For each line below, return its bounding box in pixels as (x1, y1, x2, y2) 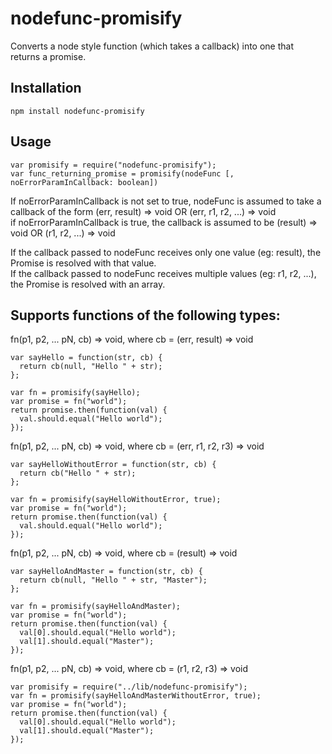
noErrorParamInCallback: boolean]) (10, 177, 159, 187)
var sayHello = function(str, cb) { (10, 353, 163, 363)
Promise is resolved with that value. (10, 257, 157, 269)
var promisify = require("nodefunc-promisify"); (10, 160, 217, 170)
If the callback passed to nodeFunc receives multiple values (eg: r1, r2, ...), (10, 267, 317, 279)
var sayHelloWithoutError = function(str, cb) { (10, 460, 217, 470)
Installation (10, 80, 82, 97)
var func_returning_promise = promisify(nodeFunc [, (10, 168, 235, 179)
